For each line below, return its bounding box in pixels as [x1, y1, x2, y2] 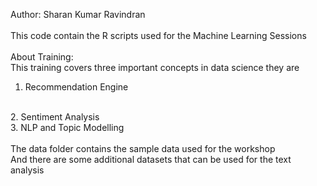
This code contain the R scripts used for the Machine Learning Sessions [10, 30, 307, 41]
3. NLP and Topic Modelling [10, 122, 125, 133]
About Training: [10, 51, 74, 63]
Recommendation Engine [24, 81, 129, 93]
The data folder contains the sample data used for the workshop [10, 143, 276, 154]
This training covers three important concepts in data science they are [10, 62, 300, 73]
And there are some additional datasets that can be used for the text [10, 154, 292, 165]
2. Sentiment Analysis [10, 111, 100, 123]
